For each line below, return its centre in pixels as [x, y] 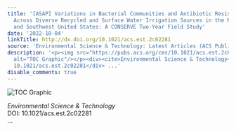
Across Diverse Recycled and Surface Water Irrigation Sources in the [119, 20]
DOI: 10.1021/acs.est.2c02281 [50, 113]
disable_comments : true [42, 72]
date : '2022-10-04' [36, 33]
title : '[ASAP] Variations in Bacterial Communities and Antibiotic [110, 14]
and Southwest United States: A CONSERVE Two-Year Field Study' [110, 27]
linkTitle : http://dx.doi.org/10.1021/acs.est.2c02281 [89, 40]
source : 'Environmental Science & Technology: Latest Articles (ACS [110, 46]
